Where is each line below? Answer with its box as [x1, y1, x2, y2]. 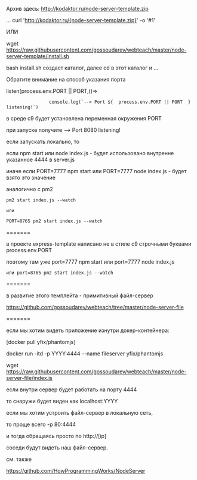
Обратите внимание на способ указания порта [6, 76, 126, 83]
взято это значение [6, 174, 56, 181]
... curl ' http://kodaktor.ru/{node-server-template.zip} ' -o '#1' [6, 17, 156, 23]
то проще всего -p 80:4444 [6, 421, 76, 428]
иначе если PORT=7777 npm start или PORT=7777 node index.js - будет [6, 168, 187, 174]
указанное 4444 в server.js [6, 156, 75, 163]
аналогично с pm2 [6, 186, 53, 192]
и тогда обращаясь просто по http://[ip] [6, 433, 107, 439]
